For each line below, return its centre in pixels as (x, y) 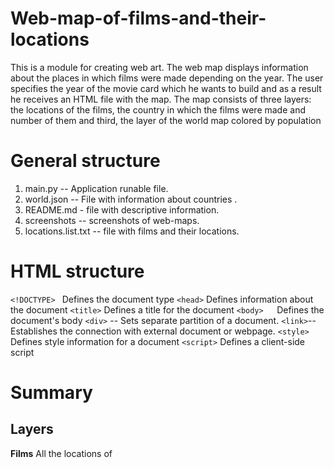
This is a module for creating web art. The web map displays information (159, 67)
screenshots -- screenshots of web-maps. (112, 220)
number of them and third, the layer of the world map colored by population (166, 120)
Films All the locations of (61, 453)
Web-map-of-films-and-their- (138, 18)
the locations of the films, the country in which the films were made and (158, 109)
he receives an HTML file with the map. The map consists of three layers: (161, 99)
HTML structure (77, 271)
